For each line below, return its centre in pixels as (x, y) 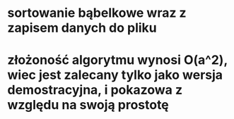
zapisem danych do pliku (82, 28)
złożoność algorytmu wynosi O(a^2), (117, 60)
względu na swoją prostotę (88, 105)
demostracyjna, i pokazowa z (95, 90)
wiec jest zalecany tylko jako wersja (115, 75)
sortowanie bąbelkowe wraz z (97, 13)
